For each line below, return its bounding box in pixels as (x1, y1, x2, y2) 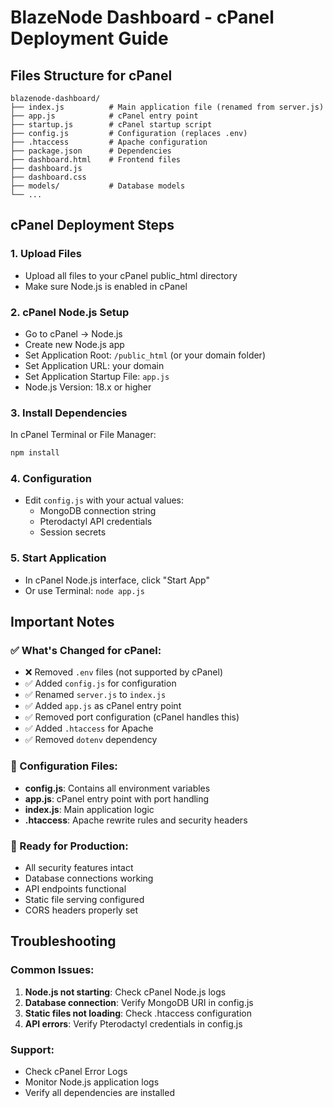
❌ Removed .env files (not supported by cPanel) (24, 666, 223, 678)
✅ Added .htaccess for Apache (24, 722, 154, 735)
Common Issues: (10, 963, 95, 977)
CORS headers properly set (24, 904, 139, 916)
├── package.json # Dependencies (10, 146, 172, 156)
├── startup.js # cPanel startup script (10, 120, 213, 130)
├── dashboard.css (10, 172, 87, 182)
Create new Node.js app (24, 338, 125, 350)
